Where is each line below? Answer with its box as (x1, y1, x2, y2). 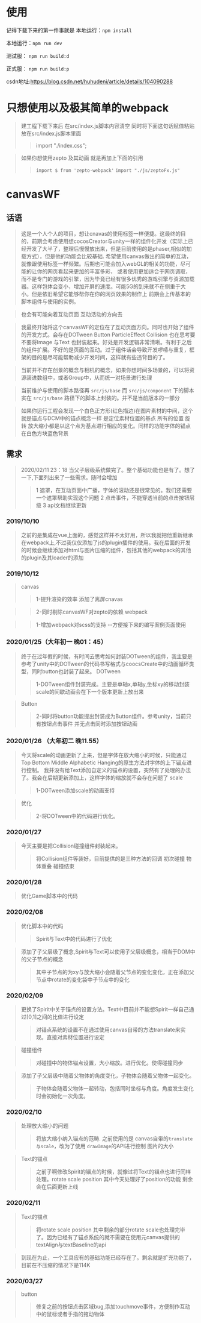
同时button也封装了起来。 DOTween (31, 667, 121, 675)
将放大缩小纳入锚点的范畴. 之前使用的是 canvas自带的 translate (35, 1135, 193, 1142)
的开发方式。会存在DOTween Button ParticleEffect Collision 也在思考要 (20, 331, 196, 338)
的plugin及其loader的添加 (20, 554, 84, 561)
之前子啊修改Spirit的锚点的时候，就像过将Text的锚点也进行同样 (35, 1168, 191, 1175)
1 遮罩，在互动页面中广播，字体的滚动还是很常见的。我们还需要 (35, 486, 193, 494)
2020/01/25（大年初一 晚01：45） (6, 638, 107, 646)
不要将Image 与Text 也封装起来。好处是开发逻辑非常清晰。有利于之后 (20, 338, 192, 345)
